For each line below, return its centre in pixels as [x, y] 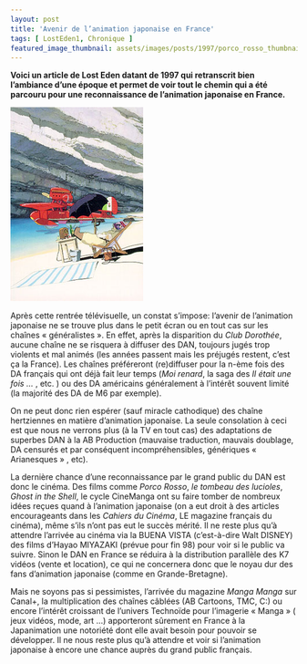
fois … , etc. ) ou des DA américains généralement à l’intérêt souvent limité [150, 384]
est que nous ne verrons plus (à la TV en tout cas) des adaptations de [141, 431]
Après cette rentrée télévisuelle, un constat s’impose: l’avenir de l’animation [152, 316]
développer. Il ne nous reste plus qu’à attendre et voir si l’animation [136, 640]
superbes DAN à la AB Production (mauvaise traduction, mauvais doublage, [152, 440]
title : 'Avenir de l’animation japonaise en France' [113, 29]
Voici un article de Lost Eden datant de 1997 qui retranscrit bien [133, 75]
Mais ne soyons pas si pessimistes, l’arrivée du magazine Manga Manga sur [153, 592]
